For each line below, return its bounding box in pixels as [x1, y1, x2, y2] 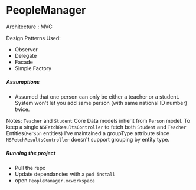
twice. [14, 106, 30, 113]
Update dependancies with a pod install [14, 171, 116, 178]
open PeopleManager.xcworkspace [14, 176, 96, 184]
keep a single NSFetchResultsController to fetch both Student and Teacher [6, 123, 187, 130]
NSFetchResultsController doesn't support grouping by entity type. [6, 136, 170, 143]
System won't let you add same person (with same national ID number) [14, 99, 188, 106]
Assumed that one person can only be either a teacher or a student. [14, 93, 180, 100]
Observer [14, 45, 38, 53]
